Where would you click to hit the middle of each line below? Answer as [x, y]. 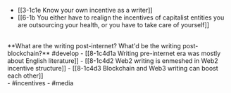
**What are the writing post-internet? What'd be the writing [94, 46]
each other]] [25, 76]
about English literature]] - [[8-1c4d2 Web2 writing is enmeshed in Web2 [113, 61]
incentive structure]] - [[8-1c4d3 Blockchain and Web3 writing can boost [113, 68]
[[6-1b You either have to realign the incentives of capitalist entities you [121, 17]
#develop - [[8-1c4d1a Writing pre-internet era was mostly [136, 53]
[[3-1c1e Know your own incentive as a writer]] [85, 10]
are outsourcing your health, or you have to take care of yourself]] [113, 25]
